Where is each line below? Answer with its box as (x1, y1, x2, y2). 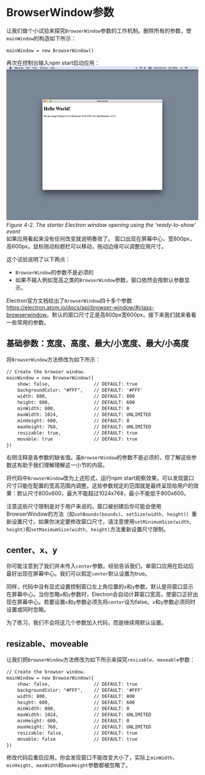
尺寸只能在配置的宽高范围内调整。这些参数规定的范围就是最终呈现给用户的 (6, 481, 193, 489)
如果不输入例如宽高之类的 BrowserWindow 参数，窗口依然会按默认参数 (15, 276, 185, 283)
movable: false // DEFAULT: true (17, 736, 138, 743)
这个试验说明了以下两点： (6, 255, 71, 263)
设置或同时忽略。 (6, 606, 49, 614)
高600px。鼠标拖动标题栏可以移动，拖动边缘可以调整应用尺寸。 (6, 242, 167, 250)
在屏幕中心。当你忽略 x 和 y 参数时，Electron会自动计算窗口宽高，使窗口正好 (6, 591, 193, 598)
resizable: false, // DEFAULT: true (17, 730, 138, 736)
